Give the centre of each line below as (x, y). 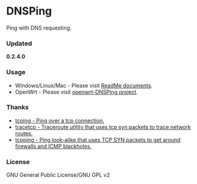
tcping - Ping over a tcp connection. (60, 120)
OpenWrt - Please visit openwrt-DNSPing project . (77, 92)
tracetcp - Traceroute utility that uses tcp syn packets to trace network (103, 127)
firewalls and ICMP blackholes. (53, 146)
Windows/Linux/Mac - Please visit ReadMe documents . (83, 85)
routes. (24, 133)
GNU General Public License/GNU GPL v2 (58, 175)
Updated (19, 43)
